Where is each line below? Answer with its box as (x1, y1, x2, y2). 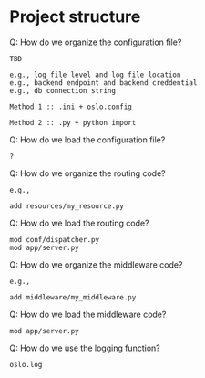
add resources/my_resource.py (9, 201, 125, 211)
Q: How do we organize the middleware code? (9, 258, 183, 270)
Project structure (9, 6, 141, 27)
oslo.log (9, 360, 43, 369)
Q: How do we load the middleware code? (9, 309, 167, 320)
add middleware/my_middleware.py (9, 292, 137, 302)
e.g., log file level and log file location (9, 70, 181, 79)
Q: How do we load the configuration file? (9, 134, 166, 145)
